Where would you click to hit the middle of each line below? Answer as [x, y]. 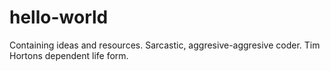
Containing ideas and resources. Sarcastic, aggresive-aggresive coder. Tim [165, 45]
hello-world [59, 17]
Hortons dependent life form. [69, 55]
